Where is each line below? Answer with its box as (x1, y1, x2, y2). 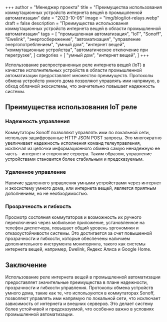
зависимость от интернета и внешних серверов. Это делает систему (5, 300, 153, 307)
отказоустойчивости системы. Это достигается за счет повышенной (5, 230, 152, 236)
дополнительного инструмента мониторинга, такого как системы (5, 241, 146, 247)
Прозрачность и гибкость (5, 203, 71, 210)
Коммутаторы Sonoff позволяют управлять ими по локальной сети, (5, 129, 150, 135)
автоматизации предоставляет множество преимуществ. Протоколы (5, 73, 153, 78)
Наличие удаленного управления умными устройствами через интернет (5, 180, 161, 186)
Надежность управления (5, 118, 70, 125)
